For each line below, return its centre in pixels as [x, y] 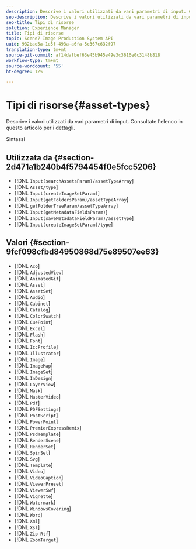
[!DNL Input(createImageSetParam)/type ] [64, 224]
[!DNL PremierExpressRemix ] [48, 427]
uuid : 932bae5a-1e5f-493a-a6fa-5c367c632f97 [61, 44]
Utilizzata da [29, 158]
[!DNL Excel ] [30, 328]
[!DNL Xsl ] [27, 527]
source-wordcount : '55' [35, 66]
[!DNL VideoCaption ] [39, 477]
